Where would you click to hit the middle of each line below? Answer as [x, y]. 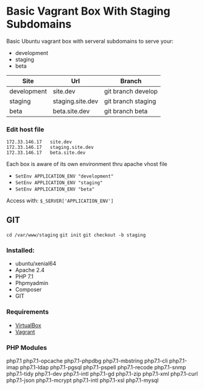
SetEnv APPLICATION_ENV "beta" [55, 190]
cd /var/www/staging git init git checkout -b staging [76, 235]
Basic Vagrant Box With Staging [88, 11]
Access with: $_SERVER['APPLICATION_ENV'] [60, 201]
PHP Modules [27, 347]
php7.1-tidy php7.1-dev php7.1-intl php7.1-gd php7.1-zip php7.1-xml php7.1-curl [102, 374]
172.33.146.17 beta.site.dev [46, 153]
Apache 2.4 [30, 270]
